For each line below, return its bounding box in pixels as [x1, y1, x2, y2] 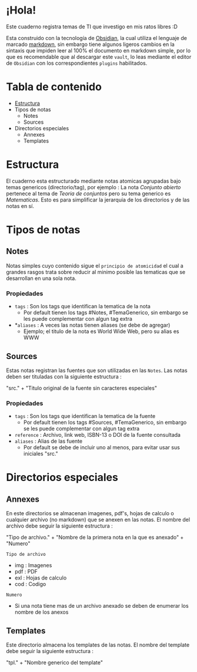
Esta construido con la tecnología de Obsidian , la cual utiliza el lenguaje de [6, 34, 187, 41]
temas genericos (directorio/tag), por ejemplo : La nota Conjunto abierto [6, 183, 181, 190]
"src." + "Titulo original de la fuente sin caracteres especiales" [6, 384, 158, 391]
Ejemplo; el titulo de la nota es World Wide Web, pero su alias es [23, 328, 179, 335]
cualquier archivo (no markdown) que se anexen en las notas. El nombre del [6, 516, 190, 523]
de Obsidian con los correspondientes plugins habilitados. [6, 60, 148, 67]
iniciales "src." [23, 450, 59, 457]
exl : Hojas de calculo [14, 574, 67, 581]
